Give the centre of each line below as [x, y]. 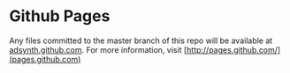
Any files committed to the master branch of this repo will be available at [141, 40]
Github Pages [60, 16]
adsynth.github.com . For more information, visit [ [98, 49]
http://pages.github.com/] [234, 49]
